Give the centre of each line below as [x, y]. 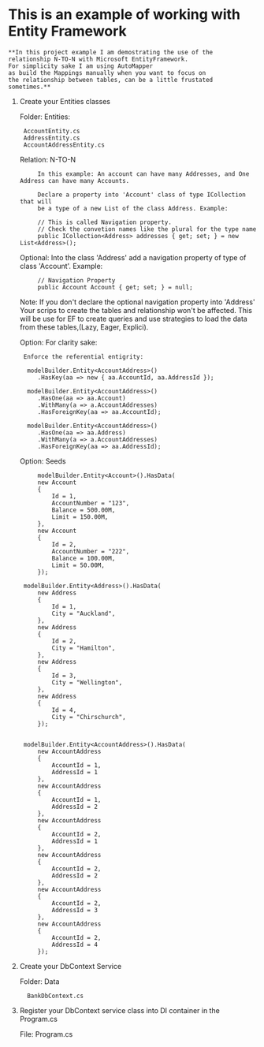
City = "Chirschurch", [89, 717]
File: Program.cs [46, 1034]
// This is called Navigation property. [104, 222]
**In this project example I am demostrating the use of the [111, 52]
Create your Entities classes [65, 101]
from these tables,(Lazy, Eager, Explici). [84, 327]
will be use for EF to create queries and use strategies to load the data [134, 319]
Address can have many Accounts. [74, 181]
